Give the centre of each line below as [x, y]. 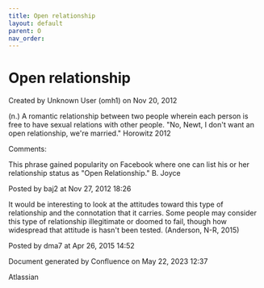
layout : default [36, 23]
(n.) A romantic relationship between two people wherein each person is [128, 116]
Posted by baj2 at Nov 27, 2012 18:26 [70, 189]
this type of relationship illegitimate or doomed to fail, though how [118, 222]
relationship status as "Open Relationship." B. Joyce [94, 173]
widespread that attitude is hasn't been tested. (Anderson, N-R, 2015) [124, 230]
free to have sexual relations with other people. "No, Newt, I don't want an [131, 125]
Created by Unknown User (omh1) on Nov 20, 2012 [93, 101]
